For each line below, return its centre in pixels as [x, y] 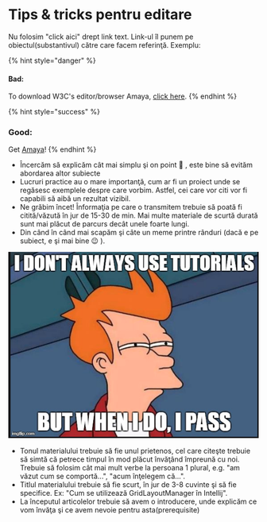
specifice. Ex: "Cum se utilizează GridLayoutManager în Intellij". [124, 493]
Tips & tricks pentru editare [100, 15]
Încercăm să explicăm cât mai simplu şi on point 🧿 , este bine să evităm [136, 165]
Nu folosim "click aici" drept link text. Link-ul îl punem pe [101, 37]
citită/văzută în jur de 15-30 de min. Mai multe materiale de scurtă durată [139, 215]
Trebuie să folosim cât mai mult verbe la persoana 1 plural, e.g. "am [130, 467]
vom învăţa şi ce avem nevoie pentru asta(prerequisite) [110, 509]
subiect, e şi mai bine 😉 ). [62, 241]
